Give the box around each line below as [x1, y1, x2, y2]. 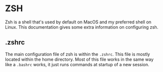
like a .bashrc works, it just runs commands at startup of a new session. [5, 61, 150, 67]
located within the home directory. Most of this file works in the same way [5, 56, 154, 62]
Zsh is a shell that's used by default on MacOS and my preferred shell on [5, 19, 152, 25]
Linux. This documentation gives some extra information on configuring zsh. [5, 24, 159, 30]
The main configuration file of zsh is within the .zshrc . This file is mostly [5, 51, 150, 57]
